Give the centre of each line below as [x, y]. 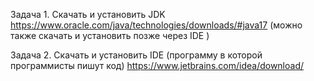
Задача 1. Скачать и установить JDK [88, 14]
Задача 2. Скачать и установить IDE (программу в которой [136, 55]
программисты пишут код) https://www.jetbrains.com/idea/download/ [157, 65]
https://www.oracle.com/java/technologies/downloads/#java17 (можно [156, 25]
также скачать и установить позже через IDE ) [110, 35]
